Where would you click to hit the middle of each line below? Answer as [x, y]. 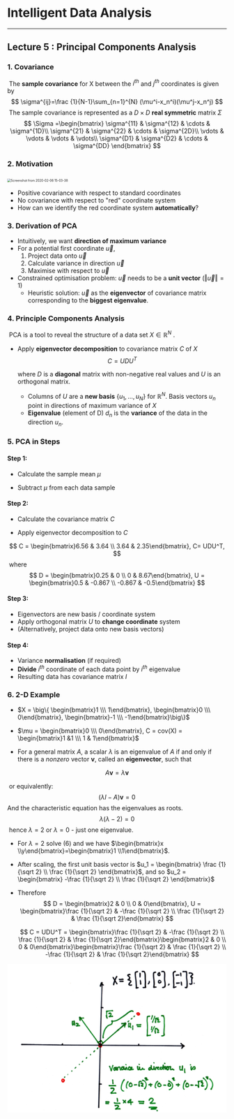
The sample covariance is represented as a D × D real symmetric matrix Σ [115, 112]
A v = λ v [117, 773]
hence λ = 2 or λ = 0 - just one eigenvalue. [71, 830]
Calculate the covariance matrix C [66, 519]
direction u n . [46, 423]
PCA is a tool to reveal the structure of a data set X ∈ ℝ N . [92, 334]
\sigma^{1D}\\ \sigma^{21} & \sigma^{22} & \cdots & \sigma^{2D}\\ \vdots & [117, 131]
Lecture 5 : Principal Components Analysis [102, 47]
